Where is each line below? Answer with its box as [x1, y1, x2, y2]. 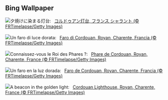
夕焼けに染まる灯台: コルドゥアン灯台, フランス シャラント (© [10, 17, 139, 24]
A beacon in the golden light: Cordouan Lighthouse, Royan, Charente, [10, 84, 155, 90]
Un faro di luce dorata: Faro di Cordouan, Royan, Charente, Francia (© [10, 34, 156, 40]
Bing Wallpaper [5, 4, 54, 12]
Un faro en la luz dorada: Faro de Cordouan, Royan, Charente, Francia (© [10, 67, 163, 74]
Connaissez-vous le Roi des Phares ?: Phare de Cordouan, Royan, [10, 51, 148, 57]
